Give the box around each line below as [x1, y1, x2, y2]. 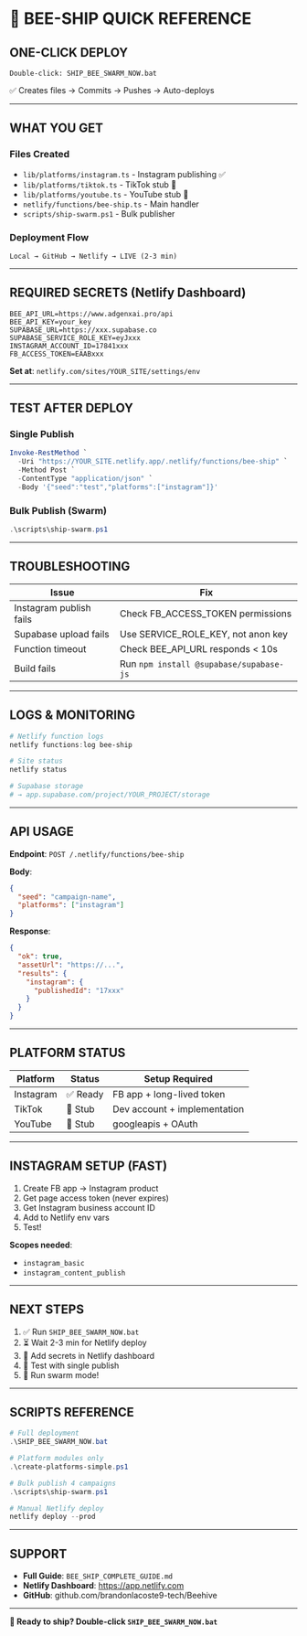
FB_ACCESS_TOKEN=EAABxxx [9, 349, 104, 358]
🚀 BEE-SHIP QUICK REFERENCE [9, 8, 252, 29]
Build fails [14, 662, 57, 675]
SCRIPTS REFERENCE [9, 1404, 134, 1420]
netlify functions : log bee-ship [9, 740, 132, 749]
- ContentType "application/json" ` [17, 475, 153, 484]
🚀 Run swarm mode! [22, 1369, 100, 1380]
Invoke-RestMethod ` [9, 448, 89, 458]
